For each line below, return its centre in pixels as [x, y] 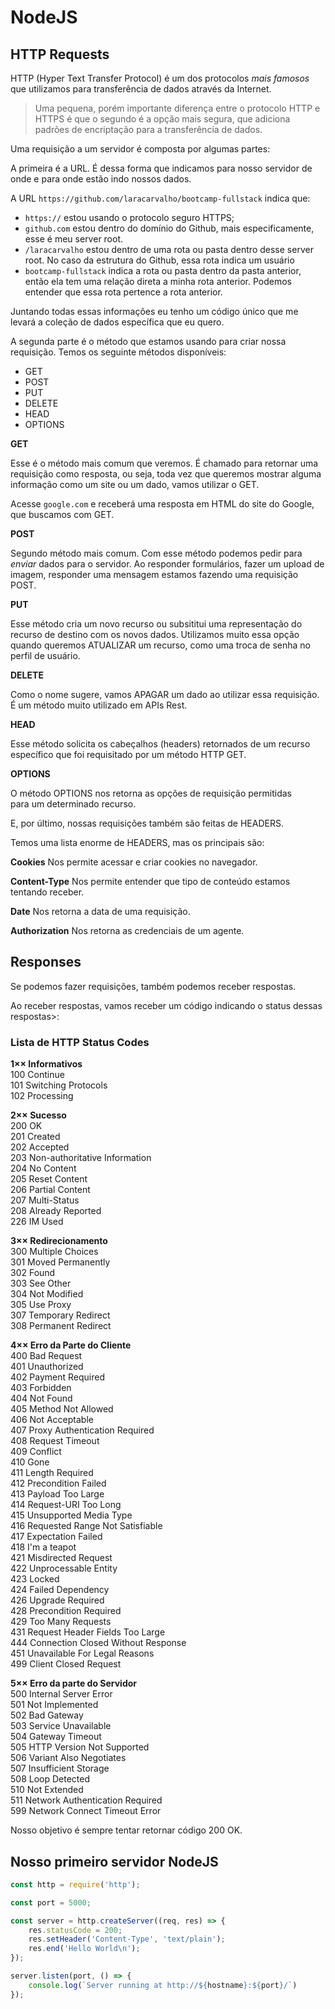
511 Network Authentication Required [86, 1800]
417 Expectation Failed [56, 1537]
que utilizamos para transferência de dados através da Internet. [141, 89]
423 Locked [35, 1579]
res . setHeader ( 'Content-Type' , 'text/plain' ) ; [127, 1939]
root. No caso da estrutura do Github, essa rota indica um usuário [159, 260]
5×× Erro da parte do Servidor [74, 1683]
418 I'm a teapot [43, 1547]
